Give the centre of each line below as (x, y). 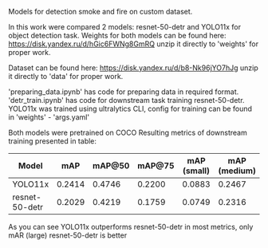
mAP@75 (156, 165)
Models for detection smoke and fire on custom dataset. (100, 12)
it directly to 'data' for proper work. (66, 76)
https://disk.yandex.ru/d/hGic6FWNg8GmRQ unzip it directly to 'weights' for (134, 44)
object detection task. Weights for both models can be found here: (117, 35)
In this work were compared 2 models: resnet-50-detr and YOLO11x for (125, 27)
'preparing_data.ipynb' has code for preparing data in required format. (124, 92)
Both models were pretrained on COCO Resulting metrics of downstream (128, 132)
